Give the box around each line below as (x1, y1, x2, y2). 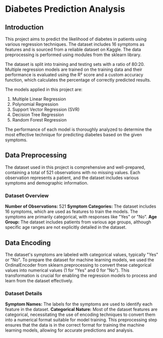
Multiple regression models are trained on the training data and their (5, 66, 142, 72)
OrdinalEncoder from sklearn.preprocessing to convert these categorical (5, 262, 152, 268)
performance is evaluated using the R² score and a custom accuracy (5, 72, 143, 77)
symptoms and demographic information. (5, 180, 89, 185)
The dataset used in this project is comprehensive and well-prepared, (5, 164, 145, 170)
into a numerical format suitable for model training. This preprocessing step (5, 317, 158, 323)
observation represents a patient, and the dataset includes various (5, 175, 139, 181)
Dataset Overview (5, 192, 49, 199)
